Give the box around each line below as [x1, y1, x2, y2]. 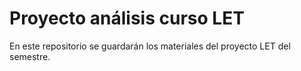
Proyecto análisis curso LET [9, 7, 245, 30]
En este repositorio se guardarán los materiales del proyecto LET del [9, 40, 291, 52]
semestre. [9, 50, 51, 62]
